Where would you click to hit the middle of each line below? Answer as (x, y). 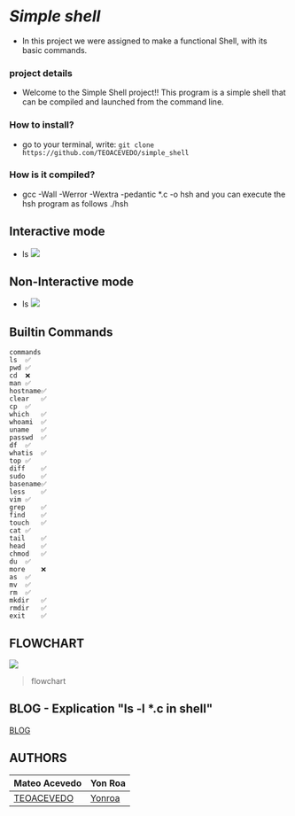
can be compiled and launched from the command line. (123, 102)
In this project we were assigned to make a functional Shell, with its (144, 41)
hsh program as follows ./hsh (75, 203)
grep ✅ (28, 508)
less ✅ (28, 492)
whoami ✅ (28, 423)
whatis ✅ (28, 454)
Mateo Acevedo (48, 783)
